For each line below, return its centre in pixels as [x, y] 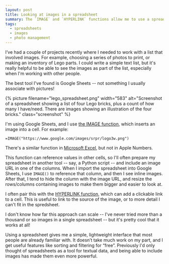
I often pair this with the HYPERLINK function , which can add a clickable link [84, 194]
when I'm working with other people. [43, 73]
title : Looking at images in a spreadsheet [52, 15]
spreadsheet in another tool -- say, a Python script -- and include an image [83, 163]
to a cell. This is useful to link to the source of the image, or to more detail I [82, 199]
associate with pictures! [30, 88]
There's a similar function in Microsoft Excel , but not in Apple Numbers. [79, 148]
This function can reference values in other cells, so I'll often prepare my [80, 157]
